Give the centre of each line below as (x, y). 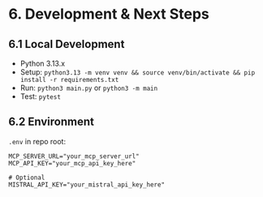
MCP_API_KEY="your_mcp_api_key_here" (72, 163)
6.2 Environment (52, 122)
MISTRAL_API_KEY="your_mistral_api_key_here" (86, 184)
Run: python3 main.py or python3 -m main (89, 88)
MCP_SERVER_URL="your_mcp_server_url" (74, 156)
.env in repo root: (37, 141)
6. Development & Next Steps (109, 14)
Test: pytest (40, 96)
